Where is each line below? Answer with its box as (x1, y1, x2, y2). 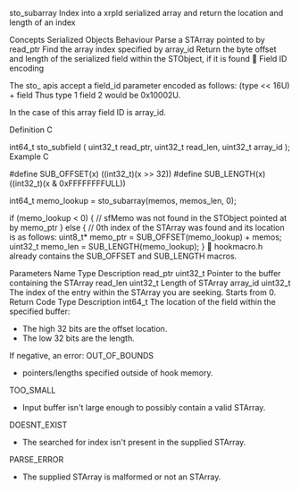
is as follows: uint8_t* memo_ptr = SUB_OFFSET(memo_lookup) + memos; (9, 232, 283, 242)
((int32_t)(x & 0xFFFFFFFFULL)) (9, 178, 127, 189)
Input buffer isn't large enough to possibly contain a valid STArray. (21, 402, 266, 412)
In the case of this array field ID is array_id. (9, 107, 167, 117)
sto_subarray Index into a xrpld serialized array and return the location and (9, 8, 284, 18)
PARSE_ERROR (9, 454, 64, 464)
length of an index (9, 17, 76, 28)
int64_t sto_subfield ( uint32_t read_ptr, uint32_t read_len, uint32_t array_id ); (9, 142, 290, 152)
